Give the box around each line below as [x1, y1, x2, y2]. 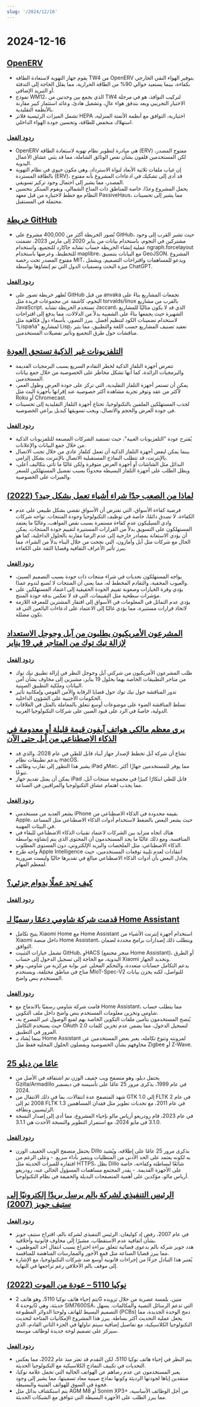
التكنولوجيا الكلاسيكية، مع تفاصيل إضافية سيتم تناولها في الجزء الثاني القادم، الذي [15, 1321, 192, 1328]
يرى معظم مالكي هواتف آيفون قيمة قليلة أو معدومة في [7, 724, 185, 735]
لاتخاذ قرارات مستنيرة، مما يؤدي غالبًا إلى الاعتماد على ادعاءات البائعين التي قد [15, 604, 187, 612]
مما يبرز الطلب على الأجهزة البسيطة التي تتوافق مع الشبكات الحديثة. [15, 1394, 167, 1401]
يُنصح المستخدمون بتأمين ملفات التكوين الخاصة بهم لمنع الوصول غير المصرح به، [15, 1016, 191, 1023]
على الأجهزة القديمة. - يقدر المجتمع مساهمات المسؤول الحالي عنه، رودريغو [15, 1166, 182, 1173]
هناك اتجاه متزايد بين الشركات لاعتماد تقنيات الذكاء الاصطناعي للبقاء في [15, 829, 174, 836]
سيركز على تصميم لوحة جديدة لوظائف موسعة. [15, 1327, 119, 1335]
